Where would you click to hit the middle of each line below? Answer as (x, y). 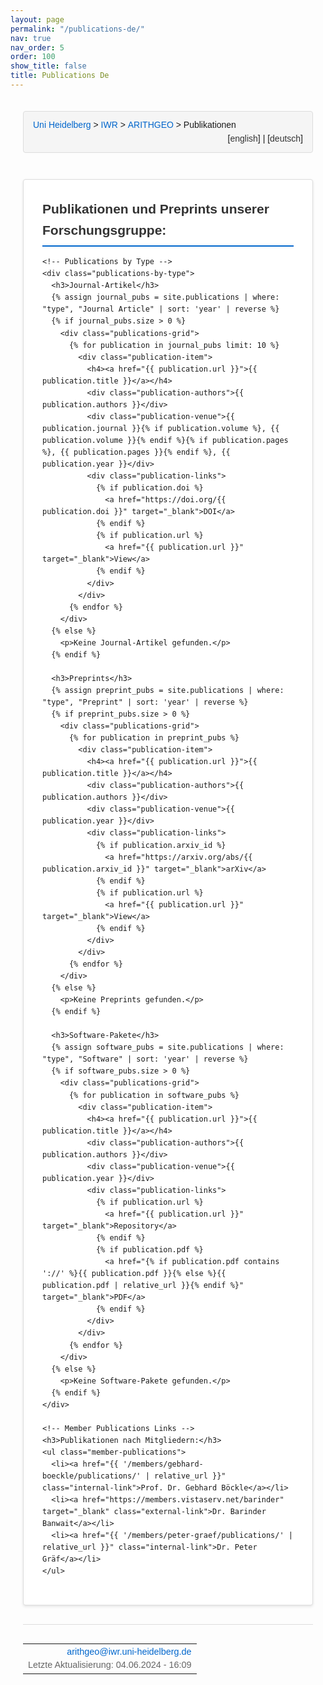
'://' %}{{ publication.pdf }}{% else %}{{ (134, 1274)
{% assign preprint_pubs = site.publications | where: (168, 690)
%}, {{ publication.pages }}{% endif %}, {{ (136, 452)
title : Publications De (60, 76)
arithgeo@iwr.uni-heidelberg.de (129, 1652)
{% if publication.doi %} (149, 488)
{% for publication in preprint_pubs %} (154, 738)
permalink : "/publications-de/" (77, 29)
